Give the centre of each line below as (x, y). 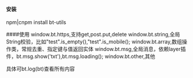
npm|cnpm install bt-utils (36, 22)
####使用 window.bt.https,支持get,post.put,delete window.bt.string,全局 (93, 35)
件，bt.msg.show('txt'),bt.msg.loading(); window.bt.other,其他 (81, 56)
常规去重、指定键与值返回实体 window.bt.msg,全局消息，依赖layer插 (104, 49)
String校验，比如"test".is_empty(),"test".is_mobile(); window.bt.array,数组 (94, 42)
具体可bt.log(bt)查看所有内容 (40, 69)
